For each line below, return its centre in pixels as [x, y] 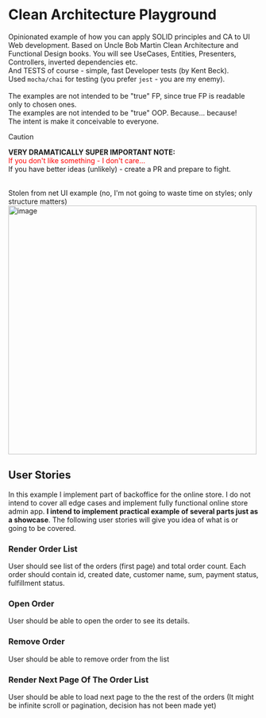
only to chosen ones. [42, 104]
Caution [21, 136]
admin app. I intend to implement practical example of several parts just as [133, 511]
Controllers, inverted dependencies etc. [73, 62]
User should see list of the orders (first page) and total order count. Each [127, 566]
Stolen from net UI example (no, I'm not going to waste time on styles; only [130, 193]
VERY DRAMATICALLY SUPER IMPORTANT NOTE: [92, 152]
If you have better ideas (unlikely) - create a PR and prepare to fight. [120, 169]
